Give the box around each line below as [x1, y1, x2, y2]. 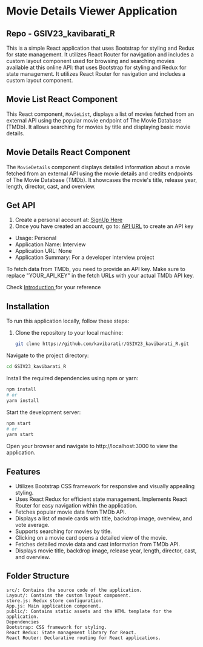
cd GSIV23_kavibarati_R [6, 364, 67, 370]
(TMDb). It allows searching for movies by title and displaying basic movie [6, 123, 191, 130]
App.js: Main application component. [6, 603, 102, 609]
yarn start [6, 432, 34, 438]
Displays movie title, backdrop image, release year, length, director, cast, [15, 547, 197, 554]
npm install [6, 386, 36, 392]
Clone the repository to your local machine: [15, 329, 123, 337]
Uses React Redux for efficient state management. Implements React [15, 495, 187, 503]
